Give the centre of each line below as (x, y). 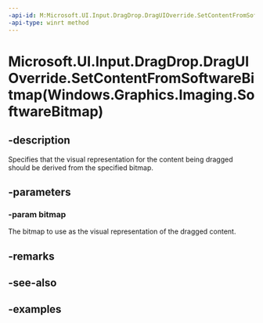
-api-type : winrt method (49, 23)
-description (39, 141)
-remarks (31, 256)
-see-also (32, 283)
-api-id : (22, 15)
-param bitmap (37, 214)
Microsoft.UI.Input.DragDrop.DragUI (129, 62)
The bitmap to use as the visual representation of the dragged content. (122, 231)
